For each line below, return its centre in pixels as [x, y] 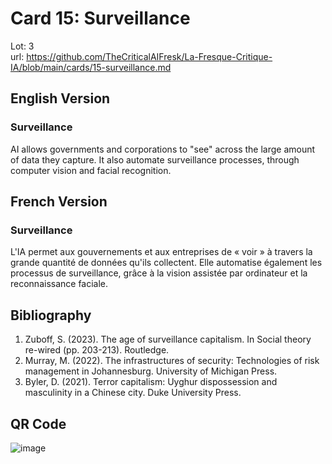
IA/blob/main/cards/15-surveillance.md [91, 67]
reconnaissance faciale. [59, 284]
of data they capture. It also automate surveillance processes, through [155, 159]
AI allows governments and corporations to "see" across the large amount [163, 149]
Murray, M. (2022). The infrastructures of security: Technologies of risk [172, 361]
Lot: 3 [22, 46]
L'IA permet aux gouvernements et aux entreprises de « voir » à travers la [161, 252]
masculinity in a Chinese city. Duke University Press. [133, 393]
